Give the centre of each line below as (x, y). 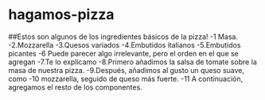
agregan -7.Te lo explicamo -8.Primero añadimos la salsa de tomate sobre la (132, 62)
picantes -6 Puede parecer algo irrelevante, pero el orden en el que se (123, 53)
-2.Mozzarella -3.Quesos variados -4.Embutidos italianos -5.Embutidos (125, 44)
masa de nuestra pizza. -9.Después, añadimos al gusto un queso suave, (127, 70)
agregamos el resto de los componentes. (76, 87)
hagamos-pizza (61, 15)
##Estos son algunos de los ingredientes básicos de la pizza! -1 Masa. (123, 37)
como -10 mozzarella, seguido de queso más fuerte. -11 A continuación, (126, 79)
